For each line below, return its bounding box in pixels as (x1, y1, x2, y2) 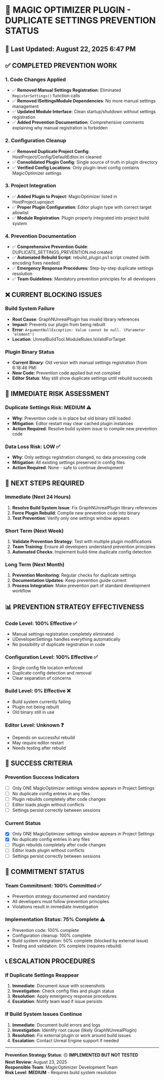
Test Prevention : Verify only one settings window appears (12, 515, 130, 521)
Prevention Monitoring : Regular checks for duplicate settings (12, 572, 137, 578)
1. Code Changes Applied (5, 76, 66, 83)
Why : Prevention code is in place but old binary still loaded (12, 415, 131, 421)
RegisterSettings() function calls (12, 93, 81, 99)
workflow (12, 588, 31, 594)
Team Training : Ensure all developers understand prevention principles (12, 544, 156, 550)
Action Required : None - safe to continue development (12, 465, 123, 471)
